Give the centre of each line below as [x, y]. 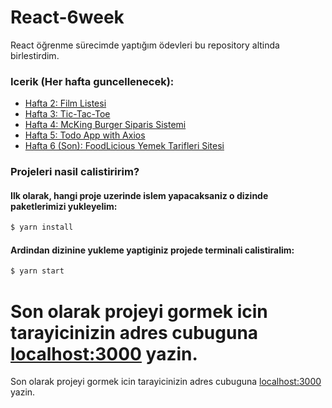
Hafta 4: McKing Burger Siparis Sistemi [105, 125]
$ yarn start [37, 271]
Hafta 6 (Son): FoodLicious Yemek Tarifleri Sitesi [124, 146]
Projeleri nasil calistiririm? [75, 172]
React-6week [67, 17]
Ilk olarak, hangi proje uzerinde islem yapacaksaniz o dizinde [139, 195]
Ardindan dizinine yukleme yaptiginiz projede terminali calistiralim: [152, 250]
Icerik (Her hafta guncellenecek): [92, 81]
